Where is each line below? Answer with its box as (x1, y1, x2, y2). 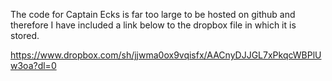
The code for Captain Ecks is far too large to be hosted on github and (10, 9, 296, 20)
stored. (10, 30, 40, 41)
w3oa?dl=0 (10, 60, 57, 71)
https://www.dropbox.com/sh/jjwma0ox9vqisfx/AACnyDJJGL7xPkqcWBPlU (10, 49, 322, 61)
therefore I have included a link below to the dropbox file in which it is (10, 19, 297, 31)
